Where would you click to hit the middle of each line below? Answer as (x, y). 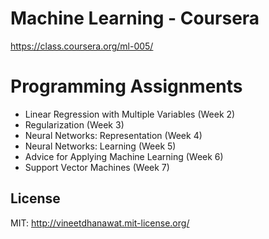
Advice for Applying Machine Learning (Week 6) (124, 156)
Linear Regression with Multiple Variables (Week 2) (130, 114)
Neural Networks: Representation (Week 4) (113, 135)
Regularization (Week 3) (74, 124)
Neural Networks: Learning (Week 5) (100, 146)
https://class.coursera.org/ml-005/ (82, 46)
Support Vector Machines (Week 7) (97, 167)
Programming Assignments (126, 86)
